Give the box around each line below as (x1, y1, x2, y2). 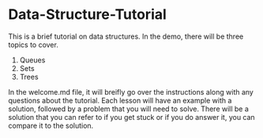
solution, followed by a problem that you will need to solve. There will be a (8, 104, 249, 114)
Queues (19, 55, 46, 65)
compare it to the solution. (8, 121, 94, 130)
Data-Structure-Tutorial (8, 6, 167, 24)
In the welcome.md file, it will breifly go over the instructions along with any (8, 87, 254, 96)
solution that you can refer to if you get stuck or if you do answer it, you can (8, 112, 255, 121)
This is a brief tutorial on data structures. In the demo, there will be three (8, 32, 244, 41)
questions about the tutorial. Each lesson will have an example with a (8, 95, 232, 105)
